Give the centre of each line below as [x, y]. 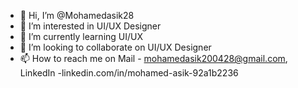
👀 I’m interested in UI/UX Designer [90, 26]
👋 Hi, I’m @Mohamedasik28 [77, 15]
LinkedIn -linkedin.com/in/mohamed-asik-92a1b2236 [129, 73]
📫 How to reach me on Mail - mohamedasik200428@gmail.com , [153, 58]
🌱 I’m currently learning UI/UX [81, 36]
